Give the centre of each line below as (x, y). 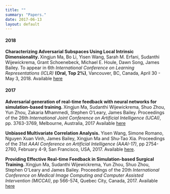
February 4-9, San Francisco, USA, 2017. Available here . (77, 149)
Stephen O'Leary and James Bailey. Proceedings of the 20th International (82, 170)
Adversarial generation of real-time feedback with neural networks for (81, 102)
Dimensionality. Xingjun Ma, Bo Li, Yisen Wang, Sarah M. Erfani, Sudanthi (82, 57)
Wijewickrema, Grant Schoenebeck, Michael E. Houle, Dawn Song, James (82, 62)
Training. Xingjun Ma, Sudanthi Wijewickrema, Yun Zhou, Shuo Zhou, (78, 164)
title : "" (16, 10)
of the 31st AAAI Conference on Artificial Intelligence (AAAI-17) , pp (75, 144)
